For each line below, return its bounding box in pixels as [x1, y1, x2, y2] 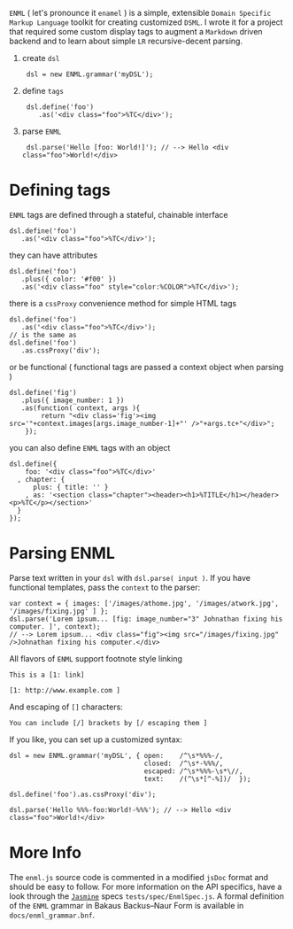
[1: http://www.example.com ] [9, 685, 121, 694]
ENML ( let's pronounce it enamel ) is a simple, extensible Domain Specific [9, 8, 272, 18]
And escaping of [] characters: [9, 701, 124, 712]
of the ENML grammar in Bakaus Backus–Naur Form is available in [9, 900, 244, 910]
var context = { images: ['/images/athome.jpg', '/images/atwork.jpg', [9, 599, 279, 608]
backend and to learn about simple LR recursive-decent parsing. [9, 35, 243, 46]
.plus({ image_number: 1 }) [20, 396, 125, 405]
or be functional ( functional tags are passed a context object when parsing [9, 361, 284, 372]
